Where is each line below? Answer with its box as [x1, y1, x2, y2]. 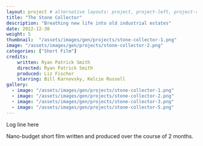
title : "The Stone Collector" [6, 14, 83, 21]
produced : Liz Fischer [17, 71, 74, 77]
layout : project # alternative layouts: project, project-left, [6, 8, 172, 15]
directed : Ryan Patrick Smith [17, 65, 94, 71]
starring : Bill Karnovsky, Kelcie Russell [17, 76, 126, 82]
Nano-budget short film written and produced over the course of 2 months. [6, 132, 193, 139]
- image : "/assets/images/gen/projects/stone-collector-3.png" [11, 98, 174, 104]
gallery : [6, 82, 28, 88]
